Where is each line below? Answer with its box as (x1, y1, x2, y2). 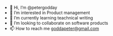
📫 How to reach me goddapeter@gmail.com (9, 26, 99, 31)
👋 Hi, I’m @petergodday (9, 5, 57, 10)
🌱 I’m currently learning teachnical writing (9, 15, 93, 20)
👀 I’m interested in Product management (9, 10, 90, 16)
